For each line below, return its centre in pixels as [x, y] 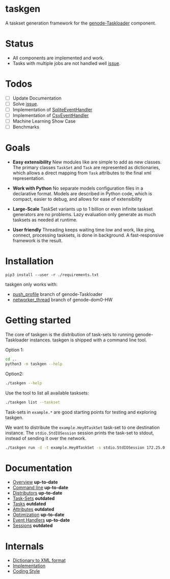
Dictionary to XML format [39, 561]
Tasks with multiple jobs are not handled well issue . [66, 63]
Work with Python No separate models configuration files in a [78, 188]
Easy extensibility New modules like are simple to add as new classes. [87, 162]
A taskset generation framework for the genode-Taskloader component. [81, 23]
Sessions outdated [33, 526]
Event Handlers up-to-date [41, 520]
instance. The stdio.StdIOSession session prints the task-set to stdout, [80, 433]
